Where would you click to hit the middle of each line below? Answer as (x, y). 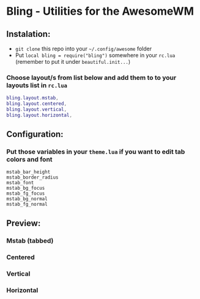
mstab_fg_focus (26, 194)
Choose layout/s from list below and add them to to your (91, 77)
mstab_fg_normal (27, 204)
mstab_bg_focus (26, 188)
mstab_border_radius (33, 177)
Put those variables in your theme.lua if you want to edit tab (96, 152)
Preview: (24, 223)
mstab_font (20, 183)
